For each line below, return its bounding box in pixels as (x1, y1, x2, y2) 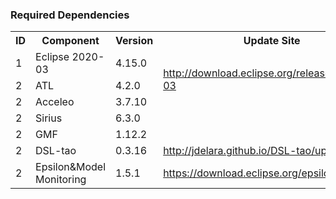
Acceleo (35, 95, 75, 109)
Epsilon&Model (35, 160, 107, 174)
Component (41, 34, 100, 48)
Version (115, 34, 154, 48)
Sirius (35, 111, 63, 125)
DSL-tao (35, 144, 77, 158)
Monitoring (35, 173, 87, 187)
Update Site (243, 34, 301, 48)
